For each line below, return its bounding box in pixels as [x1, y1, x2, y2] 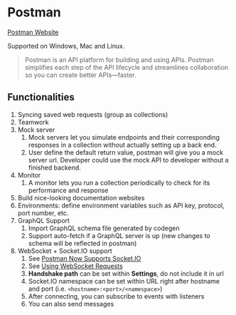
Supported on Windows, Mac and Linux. [7, 41, 125, 50]
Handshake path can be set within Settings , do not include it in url [28, 269, 224, 278]
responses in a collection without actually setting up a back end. [28, 140, 217, 149]
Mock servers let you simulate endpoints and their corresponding [28, 133, 220, 141]
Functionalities [7, 91, 75, 103]
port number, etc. [17, 208, 69, 217]
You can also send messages [28, 299, 114, 308]
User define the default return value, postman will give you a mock [28, 148, 224, 157]
